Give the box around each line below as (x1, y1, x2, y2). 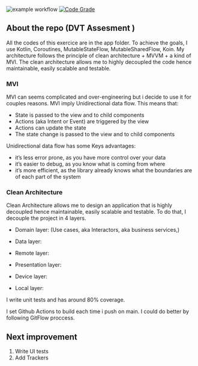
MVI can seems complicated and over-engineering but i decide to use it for (6, 93, 192, 101)
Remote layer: (14, 250, 50, 257)
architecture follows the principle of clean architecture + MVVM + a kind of (6, 52, 191, 59)
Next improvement (6, 332, 78, 342)
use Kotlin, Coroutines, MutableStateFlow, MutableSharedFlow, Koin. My (6, 45, 185, 52)
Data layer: (14, 238, 42, 245)
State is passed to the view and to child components (14, 111, 145, 119)
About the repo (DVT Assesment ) (6, 23, 135, 33)
